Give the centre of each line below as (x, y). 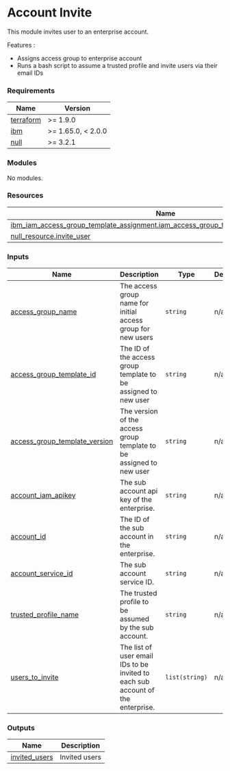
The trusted (138, 593)
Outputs (21, 728)
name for (134, 303)
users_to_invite (35, 678)
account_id (28, 537)
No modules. (25, 178)
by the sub (137, 628)
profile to (134, 602)
